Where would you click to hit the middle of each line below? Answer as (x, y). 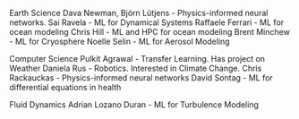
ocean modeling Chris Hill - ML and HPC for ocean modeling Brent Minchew (150, 32)
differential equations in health (65, 87)
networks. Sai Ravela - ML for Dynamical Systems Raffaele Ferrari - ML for (147, 22)
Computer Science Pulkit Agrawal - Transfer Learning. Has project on (137, 59)
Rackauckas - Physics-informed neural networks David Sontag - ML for (141, 78)
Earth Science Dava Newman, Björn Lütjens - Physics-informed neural (139, 13)
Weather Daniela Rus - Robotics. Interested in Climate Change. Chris (136, 68)
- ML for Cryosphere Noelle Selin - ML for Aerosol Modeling (120, 41)
